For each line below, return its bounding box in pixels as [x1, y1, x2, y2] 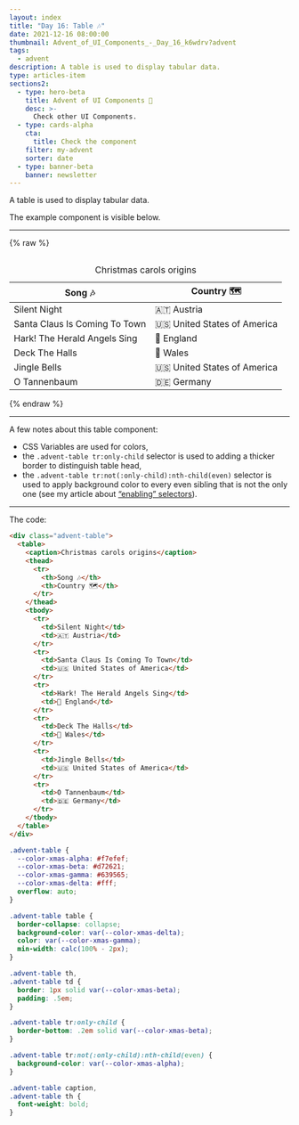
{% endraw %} [9, 398, 64, 410]
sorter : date [25, 153, 74, 163]
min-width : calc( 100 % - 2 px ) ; [17, 945, 129, 954]
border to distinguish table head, [21, 461, 142, 471]
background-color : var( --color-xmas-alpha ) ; [17, 1059, 185, 1068]
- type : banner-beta [17, 162, 93, 171]
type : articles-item [9, 71, 86, 80]
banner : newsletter [25, 170, 98, 179]
